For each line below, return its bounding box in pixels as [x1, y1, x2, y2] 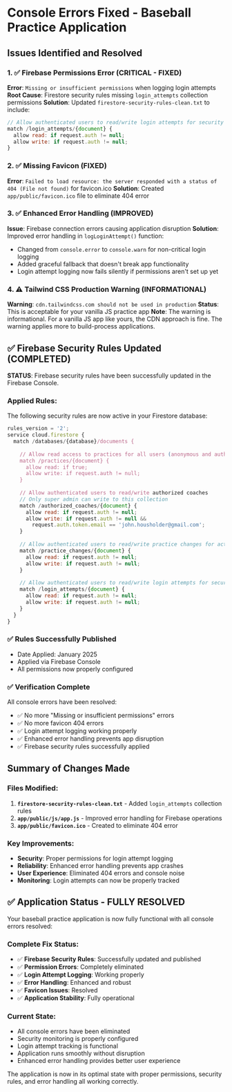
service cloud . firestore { [7, 432, 85, 438]
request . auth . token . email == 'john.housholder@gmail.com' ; [32, 521, 206, 528]
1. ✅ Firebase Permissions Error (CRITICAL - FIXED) [7, 68, 182, 77]
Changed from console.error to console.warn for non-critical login [17, 245, 206, 253]
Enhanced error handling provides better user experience [17, 1057, 181, 1065]
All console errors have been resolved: [7, 697, 117, 706]
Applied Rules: [7, 396, 57, 405]
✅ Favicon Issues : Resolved [17, 986, 98, 994]
